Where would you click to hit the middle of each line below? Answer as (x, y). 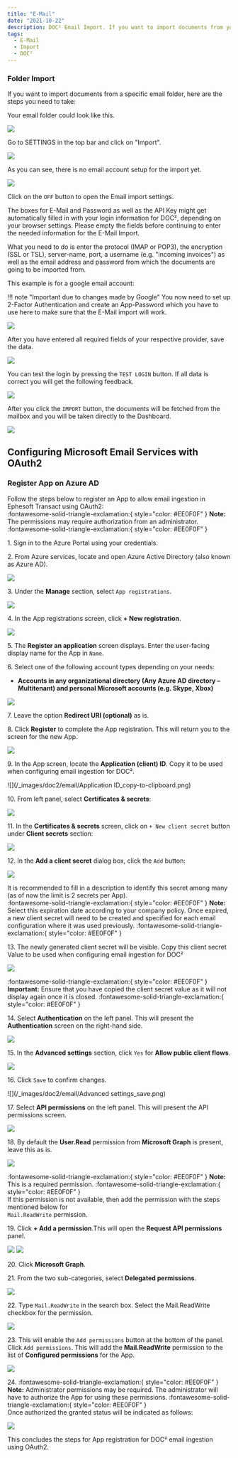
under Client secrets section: (50, 834)
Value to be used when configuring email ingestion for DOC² (96, 954)
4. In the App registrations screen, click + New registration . (94, 618)
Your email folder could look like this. (61, 115)
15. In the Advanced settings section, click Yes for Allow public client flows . (119, 1053)
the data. (20, 347)
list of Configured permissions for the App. (71, 1355)
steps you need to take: (42, 102)
